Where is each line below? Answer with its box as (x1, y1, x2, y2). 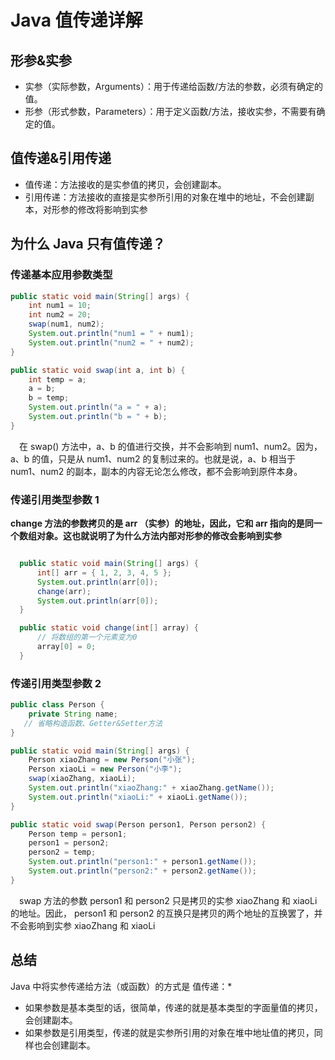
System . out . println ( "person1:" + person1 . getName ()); (28, 857, 257, 867)
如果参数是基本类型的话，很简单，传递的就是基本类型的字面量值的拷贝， (24, 1001, 323, 1013)
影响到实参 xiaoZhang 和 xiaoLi (27, 919, 156, 931)
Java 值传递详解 (10, 9, 143, 32)
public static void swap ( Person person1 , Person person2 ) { (10, 819, 267, 830)
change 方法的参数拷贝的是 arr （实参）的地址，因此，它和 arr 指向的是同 (10, 517, 314, 530)
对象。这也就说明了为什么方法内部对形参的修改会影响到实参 (36, 530, 282, 542)
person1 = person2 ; (28, 838, 110, 848)
